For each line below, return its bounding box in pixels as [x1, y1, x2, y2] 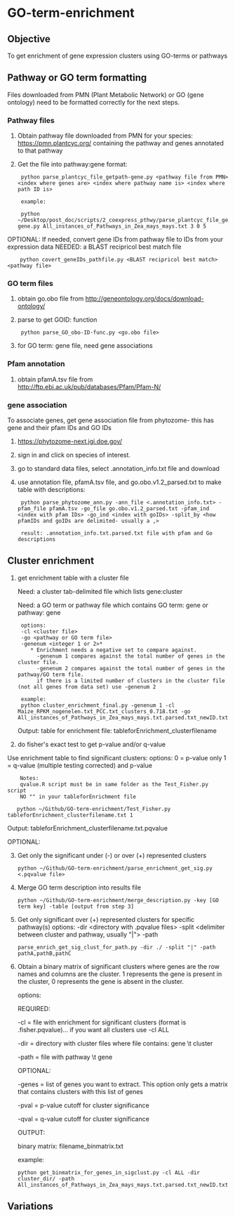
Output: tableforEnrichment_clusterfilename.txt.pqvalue [7, 824, 168, 832]
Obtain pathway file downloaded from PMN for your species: [17, 131, 193, 140]
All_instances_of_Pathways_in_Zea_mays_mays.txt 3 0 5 [43, 223, 207, 230]
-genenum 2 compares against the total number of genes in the [36, 665, 226, 672]
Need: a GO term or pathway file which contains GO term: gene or [17, 601, 209, 609]
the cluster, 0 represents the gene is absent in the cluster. [17, 977, 184, 985]
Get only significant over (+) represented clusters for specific [17, 915, 195, 923]
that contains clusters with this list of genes [17, 1087, 144, 1095]
